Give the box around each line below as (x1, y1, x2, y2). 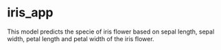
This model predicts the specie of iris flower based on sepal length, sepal (7, 27, 215, 36)
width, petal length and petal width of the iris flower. (7, 34, 154, 42)
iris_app (7, 5, 54, 21)
